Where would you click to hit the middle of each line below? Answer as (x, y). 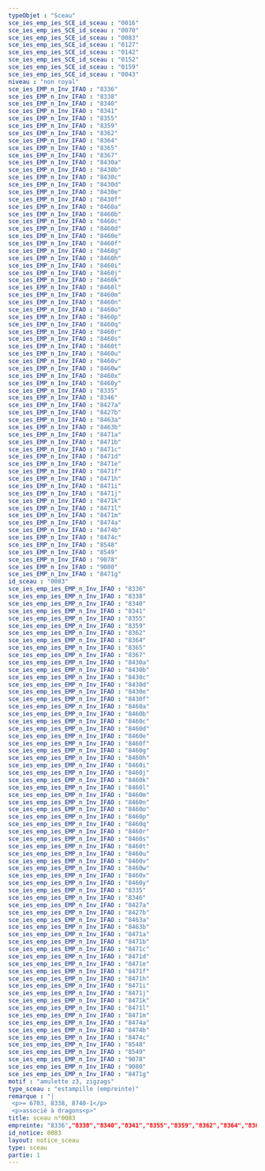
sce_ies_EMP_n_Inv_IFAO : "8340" (63, 104)
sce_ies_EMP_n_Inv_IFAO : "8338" (63, 96)
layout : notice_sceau (44, 1140)
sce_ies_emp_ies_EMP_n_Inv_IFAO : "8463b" (79, 927)
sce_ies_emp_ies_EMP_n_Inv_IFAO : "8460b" (79, 714)
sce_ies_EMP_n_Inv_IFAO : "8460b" (65, 214)
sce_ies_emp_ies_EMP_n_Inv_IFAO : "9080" (77, 1067)
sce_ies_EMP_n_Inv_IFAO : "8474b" (65, 531)
